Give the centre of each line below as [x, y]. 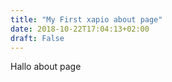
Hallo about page [46, 67]
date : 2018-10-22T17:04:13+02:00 [80, 29]
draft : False [37, 38]
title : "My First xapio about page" [86, 19]
